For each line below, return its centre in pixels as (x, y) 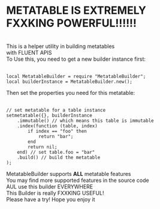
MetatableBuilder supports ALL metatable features (69, 174)
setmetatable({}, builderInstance (49, 115)
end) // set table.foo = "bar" (56, 152)
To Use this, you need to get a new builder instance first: (76, 59)
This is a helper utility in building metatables (61, 46)
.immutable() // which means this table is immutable (85, 121)
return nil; (43, 147)
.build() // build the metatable (59, 157)
